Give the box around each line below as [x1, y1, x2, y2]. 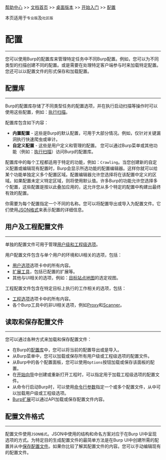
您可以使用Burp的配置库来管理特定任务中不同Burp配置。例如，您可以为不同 [5, 56, 159, 62]
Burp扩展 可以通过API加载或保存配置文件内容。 [12, 396, 107, 402]
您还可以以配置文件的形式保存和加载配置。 [5, 68, 92, 74]
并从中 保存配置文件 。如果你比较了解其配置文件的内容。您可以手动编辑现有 [9, 443, 161, 449]
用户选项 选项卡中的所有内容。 [12, 262, 73, 268]
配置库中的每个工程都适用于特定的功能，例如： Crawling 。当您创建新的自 [5, 159, 153, 165]
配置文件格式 [5, 412, 44, 420]
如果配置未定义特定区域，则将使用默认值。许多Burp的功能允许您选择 [13, 178, 154, 184]
